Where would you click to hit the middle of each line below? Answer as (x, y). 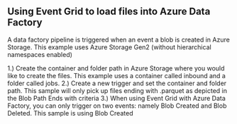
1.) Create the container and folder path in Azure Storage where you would (116, 68)
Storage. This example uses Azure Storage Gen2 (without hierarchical (109, 47)
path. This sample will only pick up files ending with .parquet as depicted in (117, 90)
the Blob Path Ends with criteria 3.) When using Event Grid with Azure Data (116, 98)
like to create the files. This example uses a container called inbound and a (116, 75)
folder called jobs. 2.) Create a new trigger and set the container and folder (117, 83)
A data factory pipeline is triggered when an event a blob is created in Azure (119, 39)
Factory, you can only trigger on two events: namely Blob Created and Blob (117, 106)
